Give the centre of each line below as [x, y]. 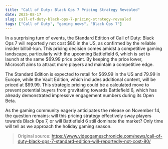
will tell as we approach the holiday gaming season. [58, 126]
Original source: [34, 136]
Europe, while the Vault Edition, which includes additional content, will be [80, 79]
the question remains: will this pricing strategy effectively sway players [78, 116]
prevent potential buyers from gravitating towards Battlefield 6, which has [81, 90]
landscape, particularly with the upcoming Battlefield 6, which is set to [78, 54]
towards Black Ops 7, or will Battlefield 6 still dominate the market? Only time [84, 121]
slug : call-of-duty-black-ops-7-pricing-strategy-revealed [68, 19]
